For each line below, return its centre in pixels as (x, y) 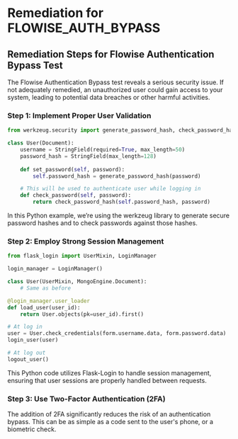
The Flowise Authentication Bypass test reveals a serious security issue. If (116, 82)
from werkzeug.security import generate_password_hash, (91, 130)
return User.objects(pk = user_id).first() (82, 314)
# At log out (27, 353)
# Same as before (46, 288)
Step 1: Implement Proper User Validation (79, 115)
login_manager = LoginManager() (55, 269)
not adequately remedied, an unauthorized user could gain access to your (115, 90)
